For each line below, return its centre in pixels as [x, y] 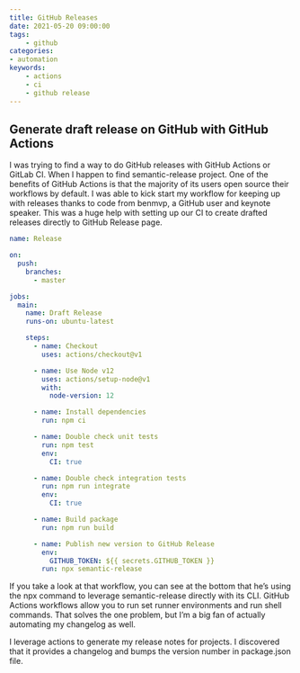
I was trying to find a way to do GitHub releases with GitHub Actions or [140, 165]
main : [28, 305]
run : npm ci [64, 421]
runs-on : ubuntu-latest [70, 322]
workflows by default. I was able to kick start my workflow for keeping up [145, 193]
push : [28, 264]
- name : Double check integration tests [110, 478]
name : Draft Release [64, 313]
